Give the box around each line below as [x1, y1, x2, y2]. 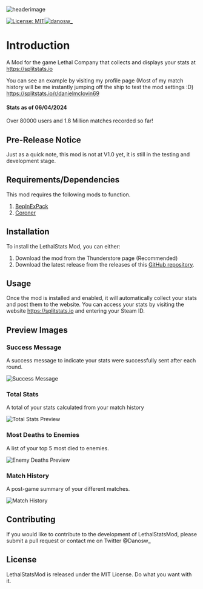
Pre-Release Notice [6, 135, 81, 145]
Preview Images [6, 325, 68, 335]
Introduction [6, 39, 70, 53]
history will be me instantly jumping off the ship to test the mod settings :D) [6, 83, 194, 90]
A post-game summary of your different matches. [6, 485, 130, 492]
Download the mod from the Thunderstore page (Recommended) [15, 255, 178, 262]
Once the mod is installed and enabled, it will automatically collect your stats [6, 294, 197, 302]
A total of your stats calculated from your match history [6, 404, 144, 411]
